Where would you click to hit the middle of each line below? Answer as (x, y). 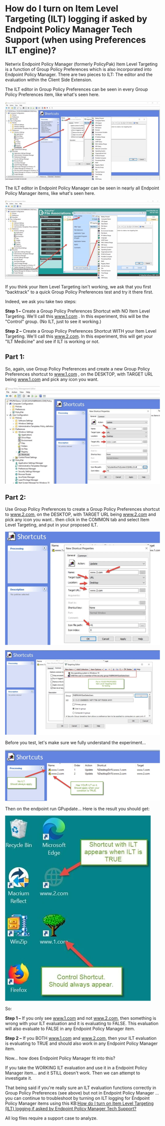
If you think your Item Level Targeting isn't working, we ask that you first (78, 286)
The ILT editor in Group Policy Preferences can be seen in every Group (77, 89)
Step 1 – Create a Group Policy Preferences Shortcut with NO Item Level (78, 311)
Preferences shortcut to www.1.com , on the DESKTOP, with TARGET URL (79, 374)
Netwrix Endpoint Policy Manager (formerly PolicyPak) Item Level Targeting (82, 64)
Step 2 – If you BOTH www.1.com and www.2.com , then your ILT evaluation (81, 1038)
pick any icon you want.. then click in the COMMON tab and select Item (77, 520)
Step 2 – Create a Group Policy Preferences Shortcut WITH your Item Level (81, 331)
